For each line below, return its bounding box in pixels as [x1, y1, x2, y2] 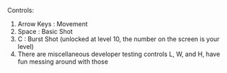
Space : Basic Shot [17, 28, 73, 35]
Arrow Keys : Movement [17, 20, 88, 28]
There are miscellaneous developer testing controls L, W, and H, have [17, 50, 221, 58]
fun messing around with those [17, 57, 108, 66]
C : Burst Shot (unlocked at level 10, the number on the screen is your [17, 35, 220, 43]
